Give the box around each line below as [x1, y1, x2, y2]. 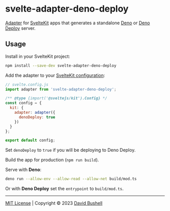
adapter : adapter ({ [14, 110, 56, 115]
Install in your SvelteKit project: [5, 53, 70, 59]
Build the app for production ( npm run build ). [5, 157, 99, 163]
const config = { [5, 101, 42, 106]
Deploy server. [5, 25, 36, 31]
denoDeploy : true [18, 114, 56, 119]
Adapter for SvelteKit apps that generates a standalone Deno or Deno [5, 20, 150, 26]
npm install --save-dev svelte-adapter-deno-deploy [5, 63, 116, 68]
